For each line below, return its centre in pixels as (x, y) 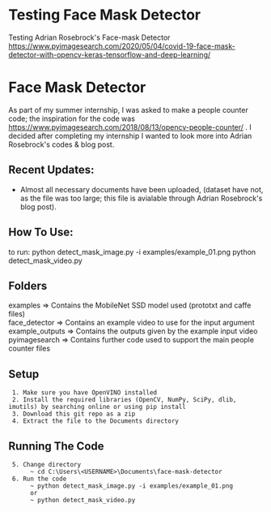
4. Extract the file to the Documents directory (95, 421)
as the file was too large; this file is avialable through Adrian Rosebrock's (141, 198)
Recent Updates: (51, 170)
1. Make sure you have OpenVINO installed (85, 393)
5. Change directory (47, 464)
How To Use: (41, 232)
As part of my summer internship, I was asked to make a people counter (128, 110)
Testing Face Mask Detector (104, 15)
